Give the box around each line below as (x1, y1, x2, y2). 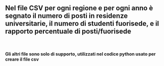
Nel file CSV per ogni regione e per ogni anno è (5, 4, 153, 12)
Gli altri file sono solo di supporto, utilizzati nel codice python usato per (5, 51, 156, 57)
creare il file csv (5, 56, 39, 62)
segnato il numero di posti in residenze (5, 12, 128, 20)
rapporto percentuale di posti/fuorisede (5, 27, 131, 36)
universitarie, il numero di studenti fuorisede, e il (5, 19, 160, 28)
